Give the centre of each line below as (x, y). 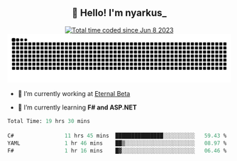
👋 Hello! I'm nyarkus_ (119, 13)
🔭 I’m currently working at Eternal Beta (74, 93)
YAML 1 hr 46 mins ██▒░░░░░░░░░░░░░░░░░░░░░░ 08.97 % (117, 143)
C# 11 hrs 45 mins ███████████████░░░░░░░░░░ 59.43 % (117, 136)
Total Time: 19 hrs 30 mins (49, 121)
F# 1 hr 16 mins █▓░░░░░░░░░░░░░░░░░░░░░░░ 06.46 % (117, 151)
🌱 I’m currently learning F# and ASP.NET (77, 107)
